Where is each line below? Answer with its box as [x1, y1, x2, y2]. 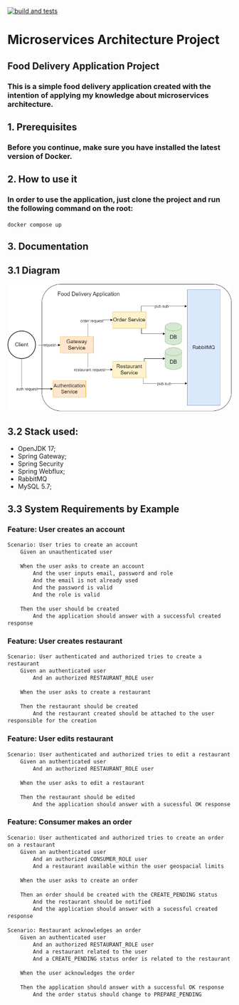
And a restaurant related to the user [33, 948, 148, 955]
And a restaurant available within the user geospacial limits [33, 863, 224, 870]
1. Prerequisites [7, 121, 78, 133]
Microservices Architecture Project [7, 32, 221, 48]
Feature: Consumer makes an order [7, 817, 132, 827]
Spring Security [17, 459, 64, 468]
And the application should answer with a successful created [33, 613, 221, 620]
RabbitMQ [17, 474, 48, 484]
